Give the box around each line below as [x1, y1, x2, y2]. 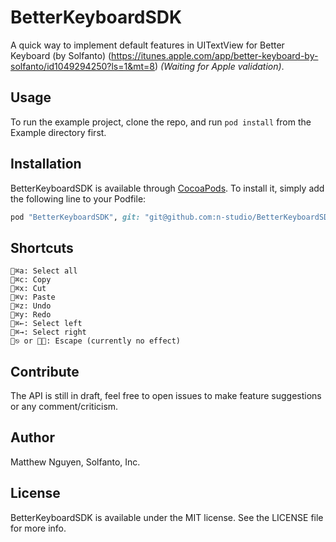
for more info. [10, 522, 67, 534]
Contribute [10, 363, 80, 380]
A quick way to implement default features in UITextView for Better [10, 39, 285, 51]
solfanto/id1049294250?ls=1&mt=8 [10, 60, 155, 72]
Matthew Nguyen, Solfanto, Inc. [10, 456, 141, 468]
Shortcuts [10, 239, 74, 256]
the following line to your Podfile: [10, 192, 147, 205]
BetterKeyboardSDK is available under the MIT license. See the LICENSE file [10, 511, 324, 523]
